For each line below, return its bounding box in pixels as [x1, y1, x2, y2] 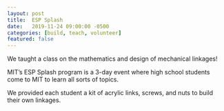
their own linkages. [7, 96, 61, 104]
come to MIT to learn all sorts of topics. [7, 75, 119, 83]
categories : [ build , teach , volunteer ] [7, 29, 122, 37]
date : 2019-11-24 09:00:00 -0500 [7, 23, 110, 30]
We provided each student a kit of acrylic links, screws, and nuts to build [7, 89, 214, 97]
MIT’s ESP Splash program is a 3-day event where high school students [7, 68, 210, 77]
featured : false [7, 36, 54, 43]
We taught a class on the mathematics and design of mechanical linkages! [7, 54, 218, 63]
